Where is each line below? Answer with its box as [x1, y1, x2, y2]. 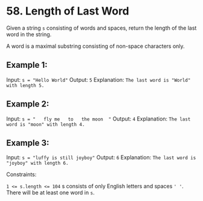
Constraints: [6, 171, 37, 178]
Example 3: [6, 137, 50, 148]
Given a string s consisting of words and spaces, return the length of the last [6, 24, 197, 31]
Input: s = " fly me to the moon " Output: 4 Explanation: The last [6, 115, 191, 122]
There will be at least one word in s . [6, 189, 95, 196]
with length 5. [6, 82, 45, 88]
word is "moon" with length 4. [6, 121, 85, 128]
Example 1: [6, 60, 48, 70]
